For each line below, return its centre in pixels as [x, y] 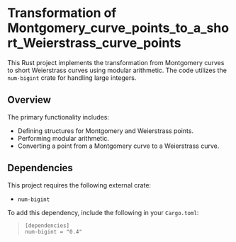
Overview [29, 100]
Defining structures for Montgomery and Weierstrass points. [105, 131]
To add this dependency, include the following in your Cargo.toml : [103, 212]
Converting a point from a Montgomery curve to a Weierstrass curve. [118, 146]
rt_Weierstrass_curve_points [94, 43]
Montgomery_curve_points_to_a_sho [118, 28]
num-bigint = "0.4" [54, 231]
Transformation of [62, 13]
